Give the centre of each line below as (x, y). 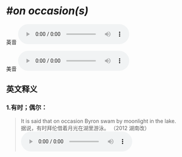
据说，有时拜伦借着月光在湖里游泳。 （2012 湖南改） (85, 128)
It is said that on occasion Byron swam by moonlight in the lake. (98, 121)
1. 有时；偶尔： (27, 108)
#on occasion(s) (47, 11)
